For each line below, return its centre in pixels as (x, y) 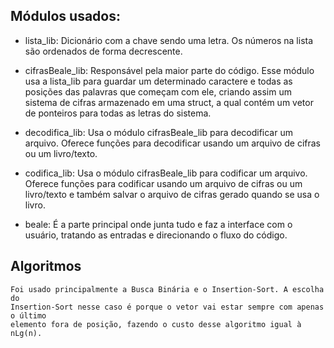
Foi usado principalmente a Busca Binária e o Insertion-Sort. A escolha (167, 289)
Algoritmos (46, 266)
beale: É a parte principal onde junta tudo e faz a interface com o (158, 224)
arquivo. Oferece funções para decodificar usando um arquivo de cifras (172, 143)
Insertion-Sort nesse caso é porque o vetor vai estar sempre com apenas (167, 307)
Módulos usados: (65, 16)
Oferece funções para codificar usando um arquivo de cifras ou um (163, 183)
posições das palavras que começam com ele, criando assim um (158, 91)
